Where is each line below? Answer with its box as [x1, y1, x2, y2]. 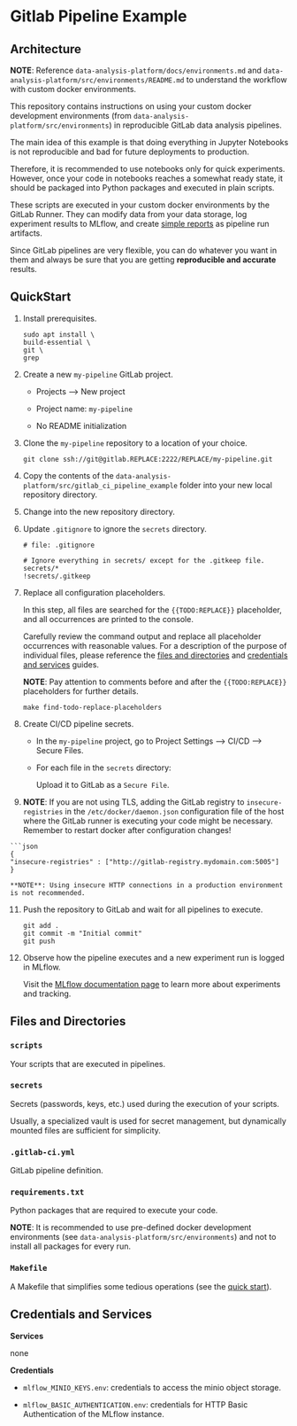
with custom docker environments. [10, 84, 136, 94]
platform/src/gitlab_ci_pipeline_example [22, 481, 178, 490]
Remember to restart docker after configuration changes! [22, 824, 232, 835]
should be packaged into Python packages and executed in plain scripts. [10, 183, 275, 192]
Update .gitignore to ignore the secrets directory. [22, 523, 207, 534]
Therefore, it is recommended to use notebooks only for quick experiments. [10, 164, 286, 174]
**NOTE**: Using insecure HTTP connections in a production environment [10, 880, 284, 890]
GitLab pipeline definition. [10, 1165, 104, 1176]
